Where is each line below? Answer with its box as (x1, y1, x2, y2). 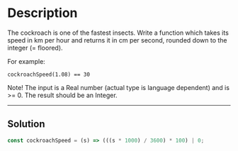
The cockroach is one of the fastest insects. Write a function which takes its (7, 28, 229, 37)
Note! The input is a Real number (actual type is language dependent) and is (7, 83, 230, 91)
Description (7, 5, 78, 21)
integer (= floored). (7, 43, 63, 52)
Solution (7, 118, 45, 130)
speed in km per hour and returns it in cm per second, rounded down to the (7, 35, 227, 44)
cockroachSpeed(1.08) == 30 (7, 71, 91, 78)
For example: (7, 57, 46, 65)
